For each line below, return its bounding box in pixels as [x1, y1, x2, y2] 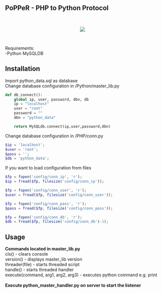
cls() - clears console [5, 251, 48, 257]
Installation [5, 65, 40, 73]
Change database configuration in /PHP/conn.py [5, 133, 104, 139]
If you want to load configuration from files [5, 165, 92, 171]
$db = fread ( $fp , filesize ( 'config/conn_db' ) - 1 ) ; [5, 219, 109, 224]
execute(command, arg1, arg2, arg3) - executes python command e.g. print [5, 272, 158, 278]
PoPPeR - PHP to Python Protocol [5, 4, 109, 12]
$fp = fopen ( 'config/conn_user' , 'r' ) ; [5, 188, 87, 193]
